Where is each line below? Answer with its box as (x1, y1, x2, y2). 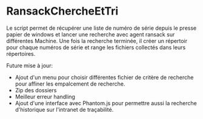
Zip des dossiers (15, 86, 57, 93)
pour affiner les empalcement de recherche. (15, 80, 125, 87)
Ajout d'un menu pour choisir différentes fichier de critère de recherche (15, 73, 194, 81)
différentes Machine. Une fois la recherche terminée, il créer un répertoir (6, 37, 188, 44)
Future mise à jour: (6, 62, 53, 69)
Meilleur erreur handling (15, 93, 76, 100)
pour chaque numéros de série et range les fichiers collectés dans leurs (6, 44, 186, 51)
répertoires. (6, 50, 36, 57)
